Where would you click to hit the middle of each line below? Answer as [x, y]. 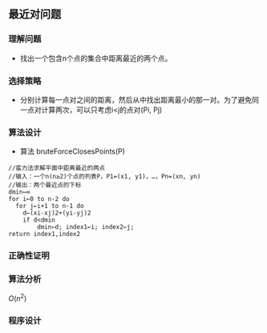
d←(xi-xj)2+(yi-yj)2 [57, 213]
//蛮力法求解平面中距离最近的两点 [57, 168]
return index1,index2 [44, 235]
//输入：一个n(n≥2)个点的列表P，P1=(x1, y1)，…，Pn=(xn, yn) [105, 177]
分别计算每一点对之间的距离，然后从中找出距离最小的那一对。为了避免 [136, 99]
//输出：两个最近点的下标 [45, 185]
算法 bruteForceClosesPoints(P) [73, 151]
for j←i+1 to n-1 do [50, 207]
